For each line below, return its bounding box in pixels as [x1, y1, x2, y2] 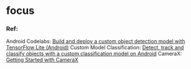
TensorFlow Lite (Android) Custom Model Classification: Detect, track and [6, 44, 185, 51]
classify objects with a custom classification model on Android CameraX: [6, 50, 182, 57]
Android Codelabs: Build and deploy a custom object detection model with [6, 38, 186, 45]
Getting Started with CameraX [6, 56, 79, 63]
